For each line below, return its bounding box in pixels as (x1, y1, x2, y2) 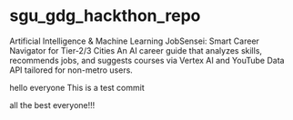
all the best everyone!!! (9, 99, 96, 110)
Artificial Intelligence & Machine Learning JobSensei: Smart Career (9, 35, 259, 46)
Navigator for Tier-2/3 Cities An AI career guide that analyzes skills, (9, 45, 262, 55)
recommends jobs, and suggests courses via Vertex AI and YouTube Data (9, 55, 285, 65)
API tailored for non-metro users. (9, 65, 134, 75)
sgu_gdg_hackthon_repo (9, 5, 201, 26)
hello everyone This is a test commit (9, 82, 146, 93)
